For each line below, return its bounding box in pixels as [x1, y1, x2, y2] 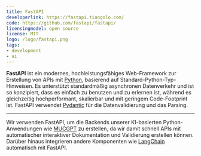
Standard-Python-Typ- [120, 76, 176, 83]
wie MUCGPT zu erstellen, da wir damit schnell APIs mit [43, 125, 181, 132]
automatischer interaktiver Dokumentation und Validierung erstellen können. [6, 131, 194, 138]
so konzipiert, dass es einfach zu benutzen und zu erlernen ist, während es [6, 88, 192, 96]
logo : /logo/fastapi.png [6, 36, 68, 42]
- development [6, 48, 42, 54]
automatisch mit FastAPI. [6, 144, 68, 151]
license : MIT [6, 31, 39, 37]
